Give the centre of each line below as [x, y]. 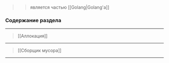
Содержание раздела [33, 20]
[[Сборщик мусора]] [39, 50]
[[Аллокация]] [32, 36]
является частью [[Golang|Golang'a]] [70, 7]
